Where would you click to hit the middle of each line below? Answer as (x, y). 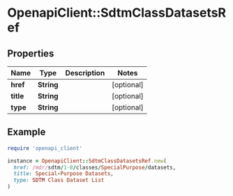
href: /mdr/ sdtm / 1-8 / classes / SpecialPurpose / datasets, (95, 167)
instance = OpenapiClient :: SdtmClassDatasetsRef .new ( (87, 161)
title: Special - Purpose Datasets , (63, 174)
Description (85, 73)
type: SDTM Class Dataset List (59, 180)
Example (27, 132)
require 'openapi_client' (45, 148)
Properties (31, 53)
